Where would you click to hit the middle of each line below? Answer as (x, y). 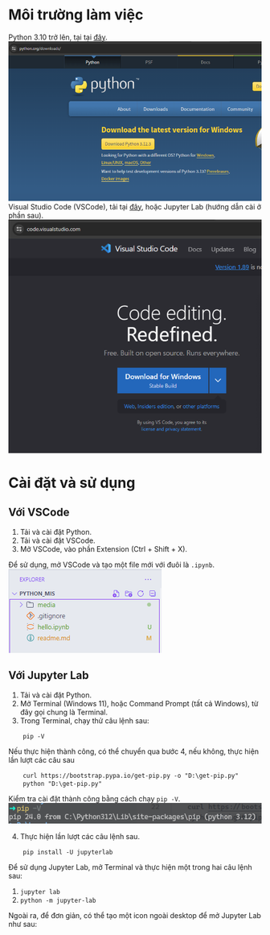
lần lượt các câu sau (41, 759)
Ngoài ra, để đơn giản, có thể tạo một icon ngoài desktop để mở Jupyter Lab (135, 915)
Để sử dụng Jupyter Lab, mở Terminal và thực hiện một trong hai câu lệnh (130, 867)
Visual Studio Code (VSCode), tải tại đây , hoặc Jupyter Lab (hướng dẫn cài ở (135, 206)
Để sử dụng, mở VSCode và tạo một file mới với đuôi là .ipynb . (112, 565)
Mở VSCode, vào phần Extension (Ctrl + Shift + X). (103, 548)
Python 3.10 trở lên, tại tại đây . (58, 37)
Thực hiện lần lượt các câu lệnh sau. (80, 836)
